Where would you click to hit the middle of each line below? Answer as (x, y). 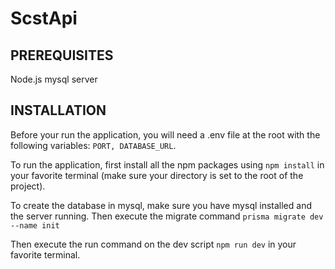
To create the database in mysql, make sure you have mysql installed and (161, 205)
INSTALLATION (58, 110)
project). (28, 186)
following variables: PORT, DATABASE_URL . (93, 145)
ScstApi (44, 18)
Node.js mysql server (54, 79)
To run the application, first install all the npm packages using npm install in (167, 164)
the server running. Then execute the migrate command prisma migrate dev (167, 216)
